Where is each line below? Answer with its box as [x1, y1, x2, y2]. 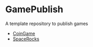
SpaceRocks [12, 36, 39, 42]
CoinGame [12, 30, 35, 36]
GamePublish [5, 4, 64, 15]
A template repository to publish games [5, 20, 88, 27]
